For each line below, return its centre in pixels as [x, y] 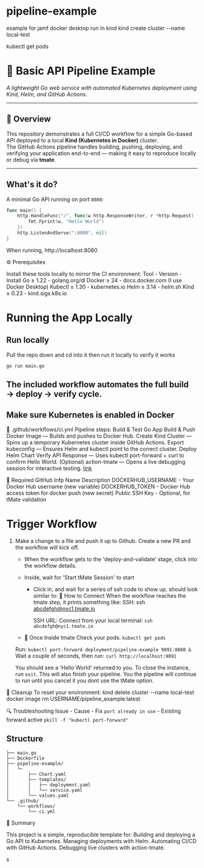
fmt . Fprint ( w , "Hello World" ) [66, 222]
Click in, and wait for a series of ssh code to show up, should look [116, 589]
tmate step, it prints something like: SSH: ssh [89, 602]
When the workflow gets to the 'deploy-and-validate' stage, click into [110, 559]
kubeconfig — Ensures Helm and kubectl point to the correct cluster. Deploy [102, 449]
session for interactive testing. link [49, 468]
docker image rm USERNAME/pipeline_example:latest [73, 699]
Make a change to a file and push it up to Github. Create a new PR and [103, 541]
